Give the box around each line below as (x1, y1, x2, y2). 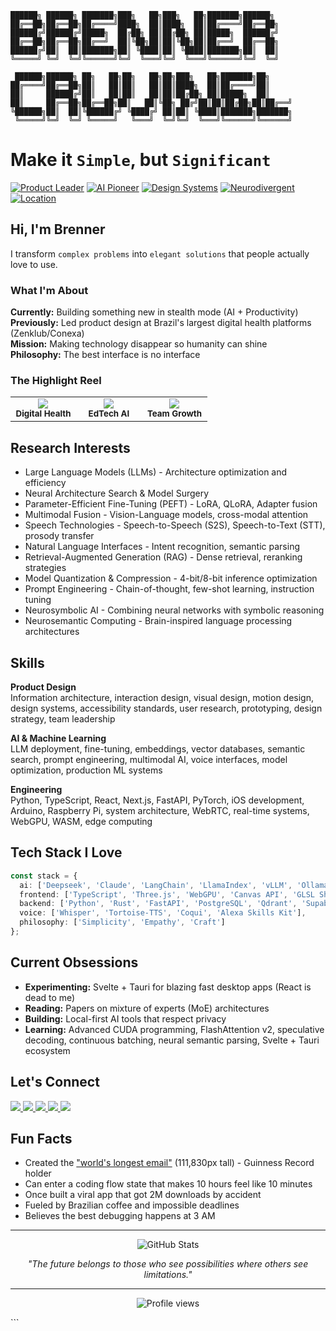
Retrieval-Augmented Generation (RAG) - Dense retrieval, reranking (24, 551, 303, 563)
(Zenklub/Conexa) (10, 327, 85, 340)
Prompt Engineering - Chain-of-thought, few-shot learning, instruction (24, 583, 315, 595)
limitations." (143, 1269, 193, 1281)
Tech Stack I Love (10, 844, 123, 861)
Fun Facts (10, 1130, 73, 1147)
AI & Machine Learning (10, 732, 107, 744)
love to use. (10, 258, 58, 270)
